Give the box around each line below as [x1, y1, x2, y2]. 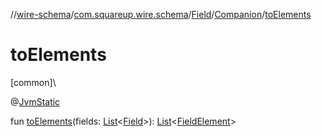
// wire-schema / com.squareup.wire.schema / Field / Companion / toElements [10, 9, 312, 20]
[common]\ [10, 76, 57, 88]
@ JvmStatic [10, 95, 61, 108]
